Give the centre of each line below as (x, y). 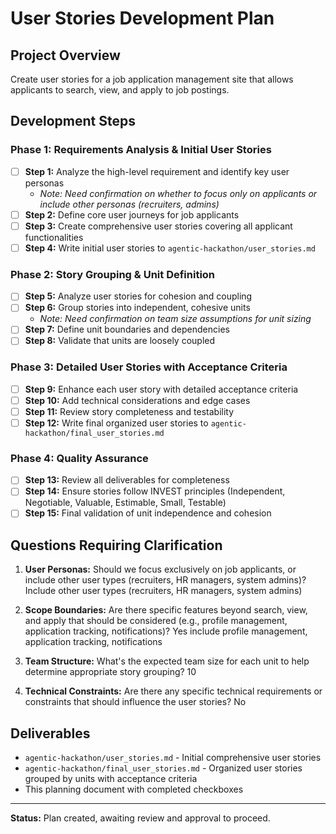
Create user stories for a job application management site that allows (152, 79)
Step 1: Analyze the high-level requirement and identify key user (157, 171)
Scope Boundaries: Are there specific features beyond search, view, (166, 610)
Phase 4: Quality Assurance (79, 458)
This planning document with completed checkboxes (134, 789)
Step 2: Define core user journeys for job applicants (132, 214)
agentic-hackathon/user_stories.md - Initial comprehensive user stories (173, 758)
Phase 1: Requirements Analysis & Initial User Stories (141, 150)
